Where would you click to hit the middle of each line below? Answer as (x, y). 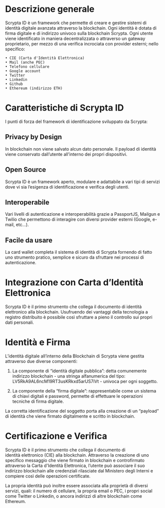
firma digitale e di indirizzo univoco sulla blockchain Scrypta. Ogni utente (79, 33)
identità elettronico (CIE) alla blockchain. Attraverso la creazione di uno (77, 455)
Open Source (26, 170)
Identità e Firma (38, 342)
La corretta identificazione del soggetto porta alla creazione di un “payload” (82, 411)
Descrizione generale (50, 9)
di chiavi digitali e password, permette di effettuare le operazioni (77, 396)
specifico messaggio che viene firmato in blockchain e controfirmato (75, 460)
